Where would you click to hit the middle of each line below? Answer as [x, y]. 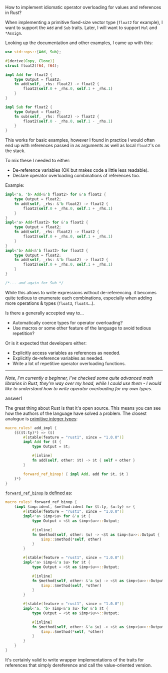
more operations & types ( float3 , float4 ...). [50, 303]
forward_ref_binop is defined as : [39, 493]
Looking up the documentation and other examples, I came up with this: [79, 43]
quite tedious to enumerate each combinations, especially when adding [79, 298]
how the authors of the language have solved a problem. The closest [76, 413]
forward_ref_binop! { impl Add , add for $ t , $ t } [76, 474]
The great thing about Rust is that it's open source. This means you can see [83, 408]
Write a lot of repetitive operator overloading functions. [69, 363]
